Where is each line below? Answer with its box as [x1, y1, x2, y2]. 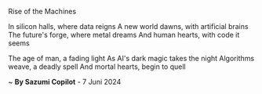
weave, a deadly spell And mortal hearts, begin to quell [8, 62, 186, 71]
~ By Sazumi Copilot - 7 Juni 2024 [8, 78, 122, 86]
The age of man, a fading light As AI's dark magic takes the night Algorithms [8, 54, 255, 63]
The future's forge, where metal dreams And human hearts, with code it [8, 31, 240, 39]
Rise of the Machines [8, 7, 77, 16]
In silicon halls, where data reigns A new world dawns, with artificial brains [8, 22, 249, 31]
